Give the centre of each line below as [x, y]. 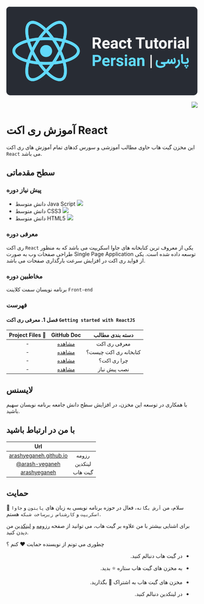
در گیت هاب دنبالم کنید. [156, 556]
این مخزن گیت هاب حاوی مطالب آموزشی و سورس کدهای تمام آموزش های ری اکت [101, 147]
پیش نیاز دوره [24, 190]
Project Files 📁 [28, 335]
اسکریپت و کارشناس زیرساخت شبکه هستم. [54, 514]
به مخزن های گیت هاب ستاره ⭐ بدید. [141, 568]
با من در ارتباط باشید [41, 430]
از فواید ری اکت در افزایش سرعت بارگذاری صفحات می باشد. [76, 260]
